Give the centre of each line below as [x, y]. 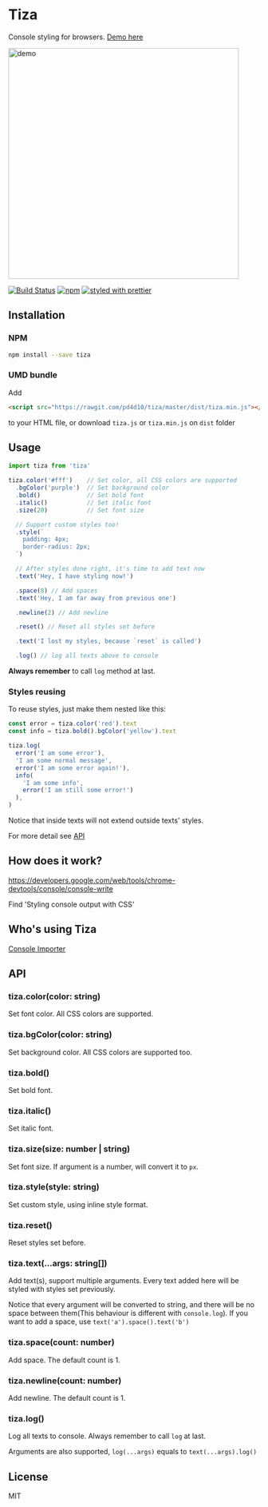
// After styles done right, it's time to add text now [110, 569]
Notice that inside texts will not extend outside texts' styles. [106, 820]
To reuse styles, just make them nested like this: [87, 709]
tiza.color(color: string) [55, 996]
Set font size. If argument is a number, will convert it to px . [104, 1166]
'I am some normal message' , [64, 760]
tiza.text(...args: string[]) [58, 1263]
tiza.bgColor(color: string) [60, 1035]
